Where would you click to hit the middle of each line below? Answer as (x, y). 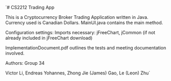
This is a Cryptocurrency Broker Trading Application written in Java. (77, 17)
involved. (15, 53)
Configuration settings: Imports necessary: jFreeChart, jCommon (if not (80, 32)
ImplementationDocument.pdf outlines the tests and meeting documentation (86, 48)
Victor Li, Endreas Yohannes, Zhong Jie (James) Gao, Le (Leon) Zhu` (78, 73)
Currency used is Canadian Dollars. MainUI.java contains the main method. (84, 23)
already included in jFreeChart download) (49, 38)
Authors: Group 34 (25, 63)
